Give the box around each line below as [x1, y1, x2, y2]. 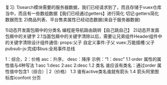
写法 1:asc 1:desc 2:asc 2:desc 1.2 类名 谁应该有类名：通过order [25, 62, 156, 68]
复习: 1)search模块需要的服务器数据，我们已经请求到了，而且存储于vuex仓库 [5, 4, 162, 10]
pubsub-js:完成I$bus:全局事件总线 [5, 46, 75, 51]
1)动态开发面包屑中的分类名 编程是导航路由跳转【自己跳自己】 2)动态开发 [5, 27, 156, 33]
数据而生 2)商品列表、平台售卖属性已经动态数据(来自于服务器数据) [5, 17, 141, 22]
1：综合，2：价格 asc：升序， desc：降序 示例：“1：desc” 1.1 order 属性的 [5, 56, 157, 62]
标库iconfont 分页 [5, 75, 41, 81]
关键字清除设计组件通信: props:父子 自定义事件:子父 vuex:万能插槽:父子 [9, 40, 155, 45]
